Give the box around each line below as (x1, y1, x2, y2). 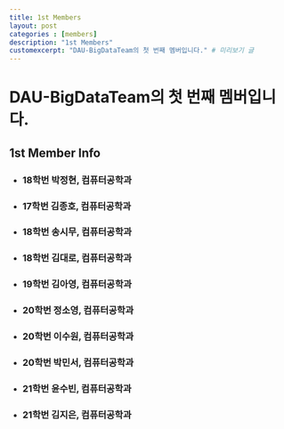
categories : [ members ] (9, 29, 98, 38)
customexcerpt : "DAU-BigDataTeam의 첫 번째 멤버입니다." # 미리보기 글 (9, 46, 255, 55)
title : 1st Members (9, 12, 82, 22)
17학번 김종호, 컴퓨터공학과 (21, 199, 132, 212)
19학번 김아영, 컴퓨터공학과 (21, 278, 132, 290)
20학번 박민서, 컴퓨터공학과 (21, 357, 134, 369)
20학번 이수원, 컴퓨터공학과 (21, 330, 134, 343)
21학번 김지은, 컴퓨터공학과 (21, 409, 132, 421)
